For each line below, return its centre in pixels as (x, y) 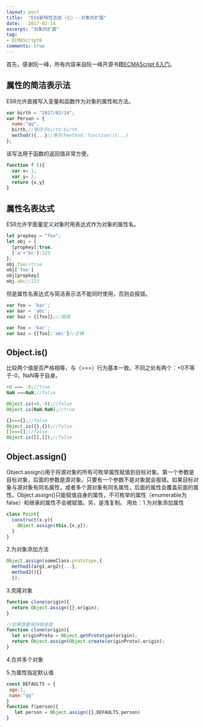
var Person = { (26, 119)
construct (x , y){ (32, 520)
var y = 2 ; (24, 177)
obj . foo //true (24, 264)
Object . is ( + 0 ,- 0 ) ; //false (39, 404)
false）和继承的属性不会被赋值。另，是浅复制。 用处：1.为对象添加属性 (95, 502)
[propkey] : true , (32, 247)
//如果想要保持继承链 (30, 624)
